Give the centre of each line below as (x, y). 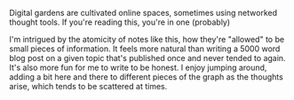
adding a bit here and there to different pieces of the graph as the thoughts (147, 77)
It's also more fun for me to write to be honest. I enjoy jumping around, (138, 67)
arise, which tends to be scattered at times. (88, 86)
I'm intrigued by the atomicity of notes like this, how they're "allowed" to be (147, 39)
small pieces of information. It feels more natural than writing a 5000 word (145, 49)
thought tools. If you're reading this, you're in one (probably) (120, 22)
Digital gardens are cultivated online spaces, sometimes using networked (143, 13)
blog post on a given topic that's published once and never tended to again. (147, 58)
